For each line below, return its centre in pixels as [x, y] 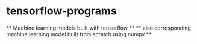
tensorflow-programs [62, 11]
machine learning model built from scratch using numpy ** [79, 34]
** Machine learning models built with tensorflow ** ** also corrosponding [99, 28]
